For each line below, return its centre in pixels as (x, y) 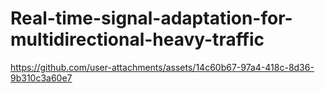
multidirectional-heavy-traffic (137, 39)
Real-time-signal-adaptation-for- (151, 18)
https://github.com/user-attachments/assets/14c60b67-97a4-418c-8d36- (162, 67)
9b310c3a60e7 (41, 78)
